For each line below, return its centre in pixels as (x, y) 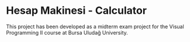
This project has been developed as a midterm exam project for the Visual (95, 26)
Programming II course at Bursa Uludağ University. (67, 32)
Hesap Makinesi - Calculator (77, 11)
